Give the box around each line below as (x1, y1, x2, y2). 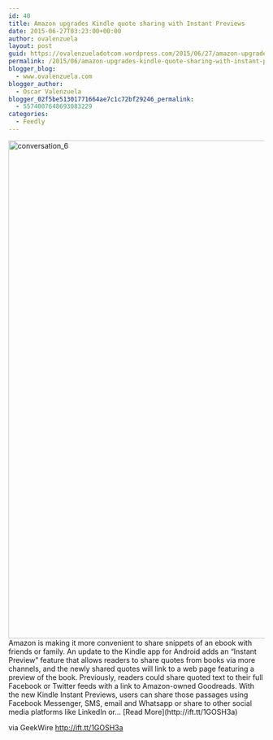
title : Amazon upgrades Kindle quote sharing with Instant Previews (8, 19, 245, 28)
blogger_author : (8, 80, 63, 88)
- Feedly (15, 118, 45, 126)
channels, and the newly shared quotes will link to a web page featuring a (8, 664, 254, 673)
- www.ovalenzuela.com (15, 72, 93, 80)
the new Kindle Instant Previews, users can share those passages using (8, 690, 249, 699)
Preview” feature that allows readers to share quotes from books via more (8, 655, 256, 664)
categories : (8, 110, 49, 119)
